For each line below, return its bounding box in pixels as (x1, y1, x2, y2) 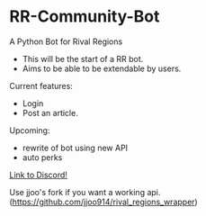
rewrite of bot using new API (22, 142, 129, 153)
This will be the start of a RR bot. (22, 53, 144, 64)
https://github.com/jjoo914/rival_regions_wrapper (12, 196, 195, 207)
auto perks (22, 151, 63, 163)
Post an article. (22, 107, 78, 118)
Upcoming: (9, 124, 50, 136)
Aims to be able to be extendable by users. (22, 63, 182, 74)
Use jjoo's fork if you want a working (9, 186, 146, 197)
